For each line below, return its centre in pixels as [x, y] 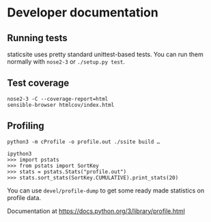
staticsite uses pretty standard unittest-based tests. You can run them [105, 54]
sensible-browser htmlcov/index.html [61, 105]
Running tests [38, 38]
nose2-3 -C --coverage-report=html [58, 99]
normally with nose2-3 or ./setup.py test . [66, 62]
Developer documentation [83, 13]
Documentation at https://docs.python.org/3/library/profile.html [96, 211]
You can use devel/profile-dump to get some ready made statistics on [106, 190]
